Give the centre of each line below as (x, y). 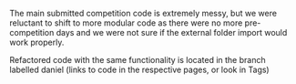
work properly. (37, 42)
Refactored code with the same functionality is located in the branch (138, 60)
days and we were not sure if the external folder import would (172, 32)
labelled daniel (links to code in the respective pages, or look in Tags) (140, 69)
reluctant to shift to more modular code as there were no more (126, 23)
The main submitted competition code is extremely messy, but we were (143, 13)
